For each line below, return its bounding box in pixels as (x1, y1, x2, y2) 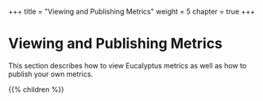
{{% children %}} (8, 84, 65, 94)
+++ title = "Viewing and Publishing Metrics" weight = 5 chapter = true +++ (8, 7, 256, 16)
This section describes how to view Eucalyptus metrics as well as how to (8, 60, 247, 70)
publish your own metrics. (8, 69, 94, 79)
